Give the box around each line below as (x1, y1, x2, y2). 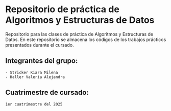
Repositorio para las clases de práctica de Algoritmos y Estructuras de (5, 31, 154, 37)
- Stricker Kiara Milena (5, 70, 58, 75)
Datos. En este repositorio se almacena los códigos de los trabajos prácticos (5, 36, 166, 43)
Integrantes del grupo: (5, 57, 78, 65)
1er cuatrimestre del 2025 (5, 101, 63, 107)
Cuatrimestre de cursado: (5, 88, 89, 97)
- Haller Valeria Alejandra (5, 75, 65, 80)
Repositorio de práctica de (5, 4, 120, 15)
